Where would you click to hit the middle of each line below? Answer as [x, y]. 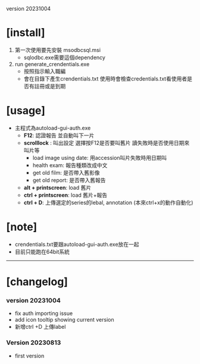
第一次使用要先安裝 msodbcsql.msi [58, 50]
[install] [26, 33]
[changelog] [37, 282]
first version [29, 356]
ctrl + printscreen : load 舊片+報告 [65, 195]
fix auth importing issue [44, 313]
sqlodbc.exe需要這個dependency [65, 57]
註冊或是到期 [50, 86]
